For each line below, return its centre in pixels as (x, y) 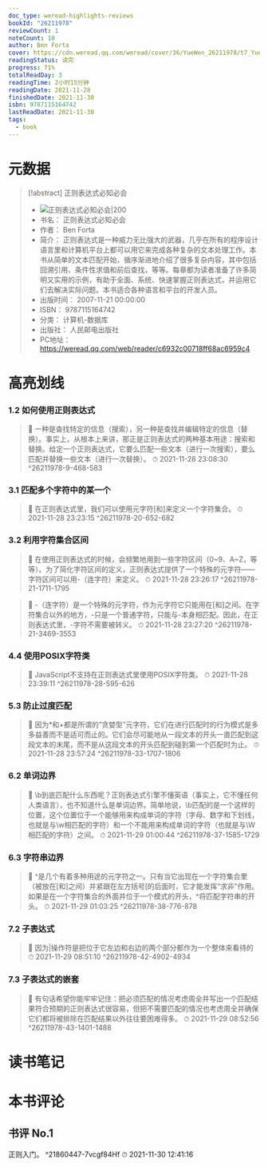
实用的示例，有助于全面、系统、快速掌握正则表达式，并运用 (152, 280)
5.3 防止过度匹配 (40, 705)
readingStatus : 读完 (41, 61)
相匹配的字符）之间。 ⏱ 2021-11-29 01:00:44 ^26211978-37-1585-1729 (144, 835)
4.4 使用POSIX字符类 (49, 656)
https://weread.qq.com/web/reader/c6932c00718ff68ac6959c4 (145, 348)
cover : (19, 53)
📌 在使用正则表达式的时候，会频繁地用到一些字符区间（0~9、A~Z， (139, 559)
